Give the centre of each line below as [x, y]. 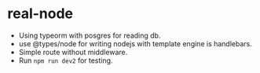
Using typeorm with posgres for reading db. [90, 35]
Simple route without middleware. [73, 52]
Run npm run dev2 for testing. [66, 60]
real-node [40, 14]
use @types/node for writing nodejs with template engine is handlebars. [135, 43]
